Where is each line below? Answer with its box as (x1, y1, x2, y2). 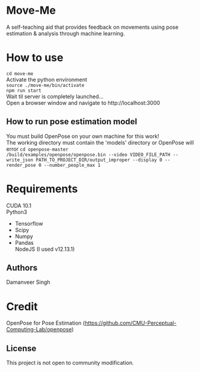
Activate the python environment (6, 76, 88, 83)
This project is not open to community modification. (6, 359, 134, 367)
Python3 (6, 208, 28, 215)
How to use (6, 51, 64, 65)
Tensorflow (14, 220, 43, 227)
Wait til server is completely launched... (6, 92, 104, 100)
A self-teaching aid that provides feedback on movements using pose (6, 23, 179, 31)
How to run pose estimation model (6, 116, 138, 127)
